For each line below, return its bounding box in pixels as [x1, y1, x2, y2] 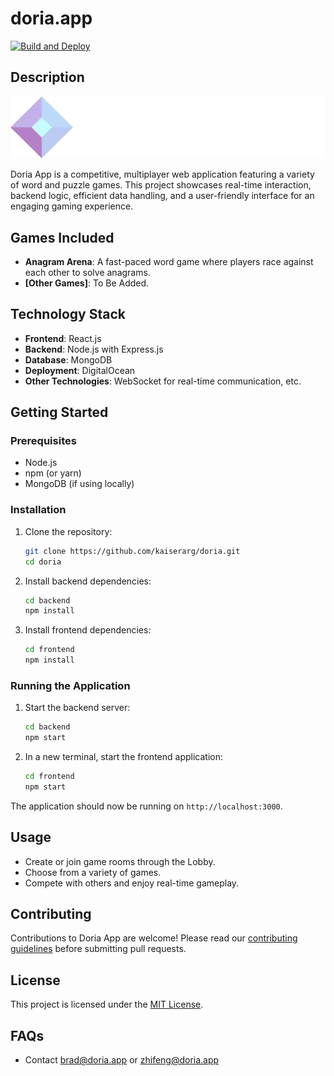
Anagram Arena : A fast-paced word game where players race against [24, 255, 314, 267]
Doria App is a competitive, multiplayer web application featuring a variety [10, 168, 315, 181]
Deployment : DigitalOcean [24, 364, 136, 376]
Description [10, 69, 85, 86]
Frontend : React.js [24, 332, 102, 344]
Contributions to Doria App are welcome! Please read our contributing [10, 932, 298, 944]
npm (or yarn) [24, 467, 82, 479]
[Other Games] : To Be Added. [24, 277, 150, 289]
